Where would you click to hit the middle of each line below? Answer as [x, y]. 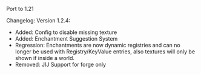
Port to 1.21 [20, 9]
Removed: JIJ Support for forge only [61, 64]
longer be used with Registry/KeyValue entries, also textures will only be [105, 52]
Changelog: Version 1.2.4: [38, 20]
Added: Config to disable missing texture [66, 32]
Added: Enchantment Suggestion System [66, 39]
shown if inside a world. [44, 58]
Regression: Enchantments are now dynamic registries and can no [97, 45]
